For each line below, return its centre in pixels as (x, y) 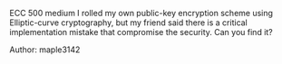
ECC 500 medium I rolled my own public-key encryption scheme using (141, 13)
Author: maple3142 (45, 50)
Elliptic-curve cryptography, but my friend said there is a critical (128, 23)
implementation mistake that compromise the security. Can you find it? (141, 32)
